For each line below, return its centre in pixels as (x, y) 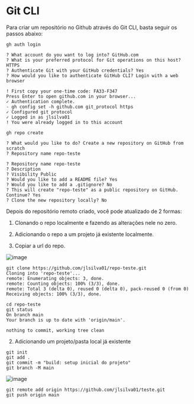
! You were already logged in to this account (64, 122)
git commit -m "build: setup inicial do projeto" (69, 362)
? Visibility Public (32, 174)
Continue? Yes (24, 195)
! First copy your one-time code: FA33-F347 (62, 91)
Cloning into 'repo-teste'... (43, 273)
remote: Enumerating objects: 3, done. (55, 278)
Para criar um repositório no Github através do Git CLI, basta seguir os (92, 27)
